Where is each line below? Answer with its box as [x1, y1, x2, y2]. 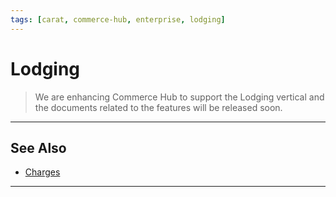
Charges [24, 166, 61, 178]
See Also [10, 139, 67, 156]
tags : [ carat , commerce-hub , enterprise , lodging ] [10, 14, 226, 25]
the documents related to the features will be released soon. [34, 101, 283, 113]
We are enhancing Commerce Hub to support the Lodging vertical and [34, 91, 325, 103]
